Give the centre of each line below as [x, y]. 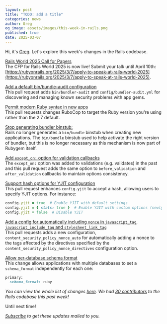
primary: [14, 277]
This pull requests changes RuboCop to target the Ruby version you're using [83, 112]
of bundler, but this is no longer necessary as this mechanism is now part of [83, 143]
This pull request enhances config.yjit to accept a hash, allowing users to [82, 188]
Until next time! [21, 307]
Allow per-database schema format [42, 258]
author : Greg [19, 24]
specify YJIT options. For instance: [41, 194]
